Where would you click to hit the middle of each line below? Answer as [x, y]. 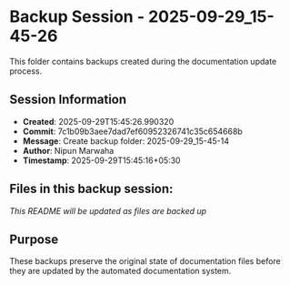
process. [26, 71]
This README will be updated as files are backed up [108, 210]
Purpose [34, 239]
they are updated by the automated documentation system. [120, 271]
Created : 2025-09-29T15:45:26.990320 [98, 121]
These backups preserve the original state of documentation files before [145, 261]
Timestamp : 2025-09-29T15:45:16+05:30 [101, 160]
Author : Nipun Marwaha [68, 150]
